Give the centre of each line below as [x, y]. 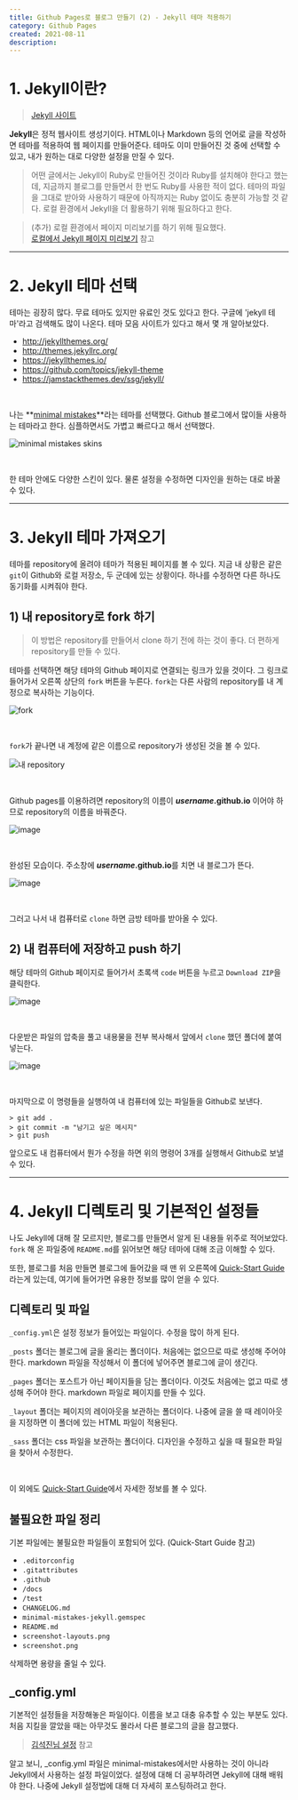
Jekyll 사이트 [54, 116]
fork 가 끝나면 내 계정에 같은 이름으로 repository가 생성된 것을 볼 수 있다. [135, 745]
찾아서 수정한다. [46, 1452]
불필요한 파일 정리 [55, 1520]
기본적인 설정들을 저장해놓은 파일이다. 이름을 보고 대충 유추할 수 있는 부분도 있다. [149, 1715]
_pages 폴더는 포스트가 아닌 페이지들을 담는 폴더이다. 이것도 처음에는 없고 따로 [144, 1381]
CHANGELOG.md [46, 1608]
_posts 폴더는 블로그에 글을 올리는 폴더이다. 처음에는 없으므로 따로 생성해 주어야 [148, 1351]
